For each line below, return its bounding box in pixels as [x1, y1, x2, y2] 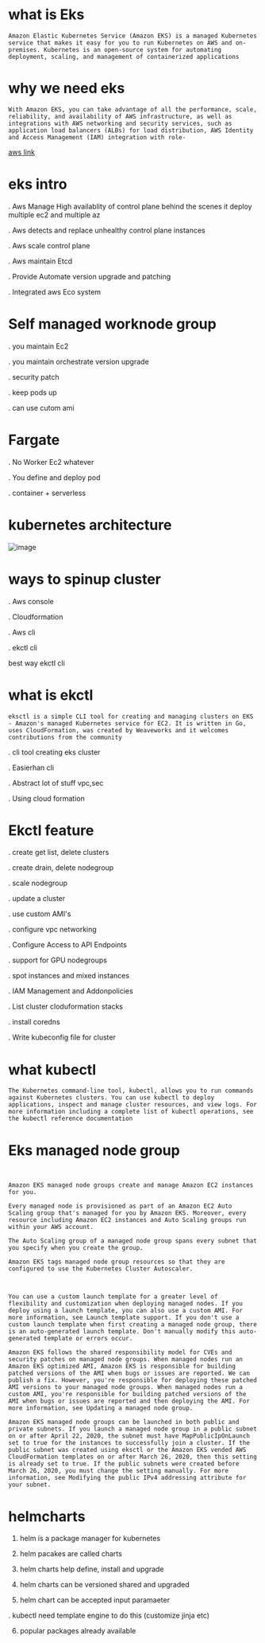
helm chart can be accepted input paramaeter [19, 1595, 171, 1605]
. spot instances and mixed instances [8, 971, 129, 981]
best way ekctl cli [8, 658, 65, 668]
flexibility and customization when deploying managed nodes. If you [8, 1300, 244, 1308]
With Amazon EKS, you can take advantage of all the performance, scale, [8, 105, 258, 113]
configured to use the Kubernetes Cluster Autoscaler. [8, 1265, 194, 1273]
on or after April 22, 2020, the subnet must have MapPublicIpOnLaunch [8, 1432, 250, 1440]
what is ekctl [8, 686, 94, 704]
